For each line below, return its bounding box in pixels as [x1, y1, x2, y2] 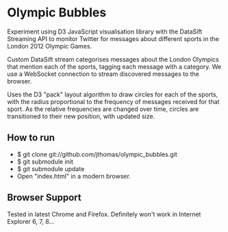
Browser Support [7, 192, 82, 203]
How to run [7, 132, 55, 144]
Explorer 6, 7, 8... [7, 217, 55, 225]
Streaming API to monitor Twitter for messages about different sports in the [7, 34, 219, 42]
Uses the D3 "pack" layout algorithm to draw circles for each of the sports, [7, 90, 218, 99]
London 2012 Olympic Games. [7, 42, 92, 50]
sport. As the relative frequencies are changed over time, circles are [7, 105, 199, 113]
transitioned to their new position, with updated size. [7, 112, 155, 120]
